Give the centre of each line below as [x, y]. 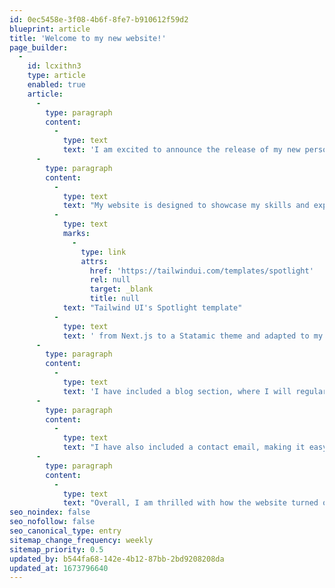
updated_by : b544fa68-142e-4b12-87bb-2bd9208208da [117, 559]
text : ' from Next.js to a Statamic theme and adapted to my [193, 336]
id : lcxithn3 [54, 66]
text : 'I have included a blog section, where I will [177, 391]
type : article [56, 76]
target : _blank [121, 289]
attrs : [94, 261]
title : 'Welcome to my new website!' [88, 38]
